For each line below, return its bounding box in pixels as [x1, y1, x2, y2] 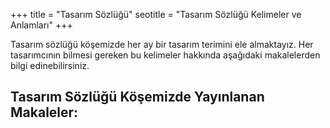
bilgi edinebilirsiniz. [10, 60, 90, 71]
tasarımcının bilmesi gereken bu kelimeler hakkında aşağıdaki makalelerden [10, 49, 321, 61]
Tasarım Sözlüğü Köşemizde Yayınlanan [10, 89, 265, 106]
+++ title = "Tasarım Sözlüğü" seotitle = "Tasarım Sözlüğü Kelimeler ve [10, 9, 302, 20]
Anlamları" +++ [10, 19, 73, 31]
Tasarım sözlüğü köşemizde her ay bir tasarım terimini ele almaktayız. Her [10, 39, 314, 50]
